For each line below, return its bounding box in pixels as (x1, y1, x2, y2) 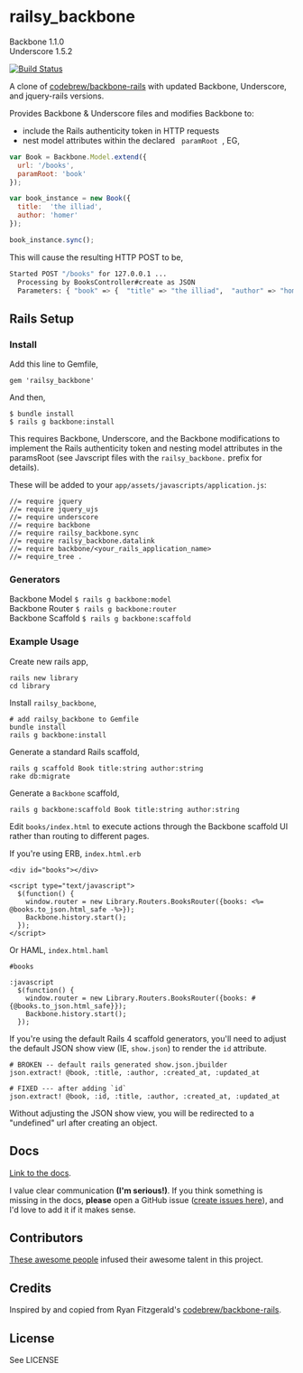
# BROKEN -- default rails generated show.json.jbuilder (9, 1060, 228, 1069)
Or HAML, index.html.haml (9, 944, 109, 955)
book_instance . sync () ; (9, 235, 95, 245)
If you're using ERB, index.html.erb (9, 847, 142, 859)
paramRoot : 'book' (17, 169, 87, 178)
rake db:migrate (9, 771, 70, 780)
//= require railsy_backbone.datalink (9, 537, 155, 546)
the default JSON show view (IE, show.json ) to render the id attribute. (9, 1042, 268, 1053)
